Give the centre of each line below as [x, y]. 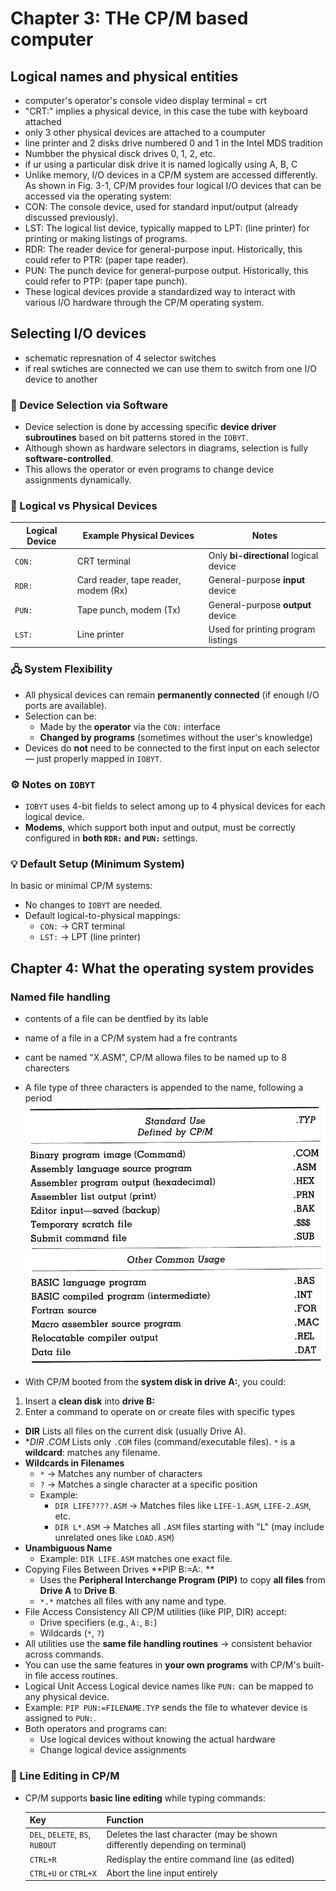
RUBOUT [43, 1846]
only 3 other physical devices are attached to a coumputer [145, 132]
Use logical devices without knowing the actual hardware [157, 1739]
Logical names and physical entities [124, 76]
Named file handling [60, 997]
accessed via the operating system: [98, 196]
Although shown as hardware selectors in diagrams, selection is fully [166, 448]
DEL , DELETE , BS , [60, 1834]
